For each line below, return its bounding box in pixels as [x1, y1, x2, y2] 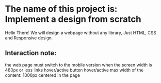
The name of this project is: [5, 3, 118, 15]
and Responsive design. [5, 35, 53, 41]
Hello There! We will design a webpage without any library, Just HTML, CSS [5, 30, 157, 35]
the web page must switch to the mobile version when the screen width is [5, 62, 152, 67]
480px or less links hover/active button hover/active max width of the [5, 67, 144, 73]
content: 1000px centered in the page [5, 72, 80, 78]
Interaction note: [5, 49, 57, 57]
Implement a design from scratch [5, 14, 142, 25]
